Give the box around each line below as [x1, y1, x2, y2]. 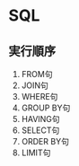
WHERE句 [21, 92, 58, 101]
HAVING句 [21, 114, 60, 124]
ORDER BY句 [21, 136, 69, 146]
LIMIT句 [21, 147, 51, 158]
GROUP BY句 [21, 102, 71, 113]
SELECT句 [21, 125, 60, 135]
